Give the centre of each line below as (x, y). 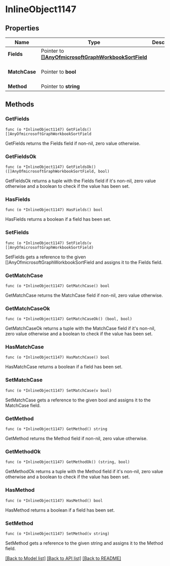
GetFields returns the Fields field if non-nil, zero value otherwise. (73, 143)
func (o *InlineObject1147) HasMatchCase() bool (57, 357)
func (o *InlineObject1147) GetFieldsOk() (51, 167)
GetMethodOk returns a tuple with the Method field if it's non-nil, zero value (84, 472)
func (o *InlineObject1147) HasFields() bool (54, 210)
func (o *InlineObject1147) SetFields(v (49, 243)
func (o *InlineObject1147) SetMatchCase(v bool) (59, 390)
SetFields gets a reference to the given (46, 257)
